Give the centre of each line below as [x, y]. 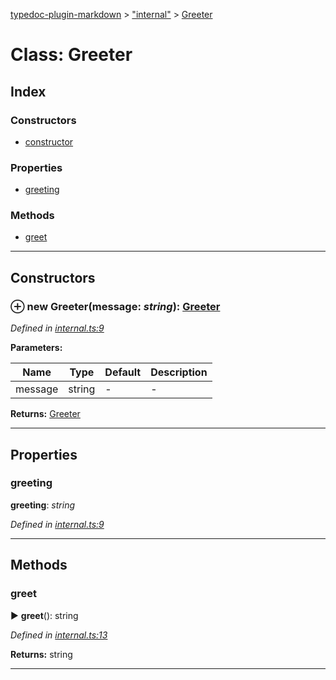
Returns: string [41, 654]
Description [179, 372]
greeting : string [43, 505]
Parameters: [36, 348]
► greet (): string [44, 615]
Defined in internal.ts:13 [59, 635]
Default [123, 372]
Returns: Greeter [45, 414]
